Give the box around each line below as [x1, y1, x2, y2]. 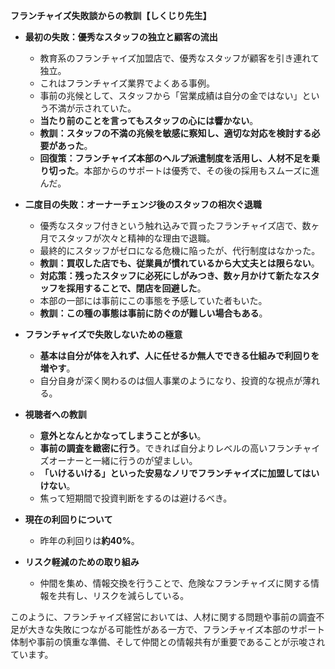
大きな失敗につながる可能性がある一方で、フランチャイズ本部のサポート [27, 624, 325, 635]
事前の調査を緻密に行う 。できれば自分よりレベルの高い [39, 442, 268, 454]
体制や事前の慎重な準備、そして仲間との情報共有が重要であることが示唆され [10, 636, 326, 648]
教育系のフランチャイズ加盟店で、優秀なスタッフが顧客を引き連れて [39, 52, 320, 64]
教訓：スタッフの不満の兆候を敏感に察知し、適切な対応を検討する [39, 127, 312, 139]
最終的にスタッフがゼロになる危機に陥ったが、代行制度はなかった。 [39, 245, 321, 256]
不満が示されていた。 [48, 102, 137, 114]
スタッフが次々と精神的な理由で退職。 [57, 232, 216, 244]
